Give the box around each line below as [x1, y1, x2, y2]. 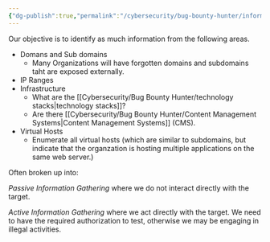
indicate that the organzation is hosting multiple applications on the [31, 143, 255, 153]
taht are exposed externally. [31, 66, 125, 76]
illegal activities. [8, 224, 62, 234]
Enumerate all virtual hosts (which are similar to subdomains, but [31, 134, 247, 145]
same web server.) [31, 152, 94, 162]
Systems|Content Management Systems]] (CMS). [31, 117, 196, 127]
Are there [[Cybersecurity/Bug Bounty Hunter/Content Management [31, 109, 257, 119]
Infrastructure [19, 84, 66, 93]
